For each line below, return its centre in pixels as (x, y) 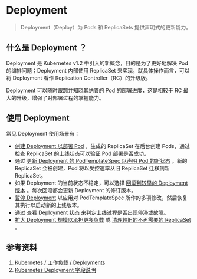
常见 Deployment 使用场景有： (43, 133)
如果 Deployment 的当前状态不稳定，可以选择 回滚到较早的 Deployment (101, 183)
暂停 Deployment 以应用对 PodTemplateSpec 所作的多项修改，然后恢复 (101, 198)
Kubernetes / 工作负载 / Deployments (60, 262)
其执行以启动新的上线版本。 (48, 205)
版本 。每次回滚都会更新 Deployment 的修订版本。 (75, 190)
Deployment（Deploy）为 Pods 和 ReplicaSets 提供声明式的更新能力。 (106, 27)
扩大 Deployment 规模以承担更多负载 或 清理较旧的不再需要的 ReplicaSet (103, 219)
